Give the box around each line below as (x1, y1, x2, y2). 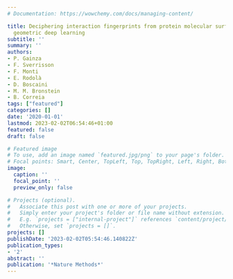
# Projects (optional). (7, 196, 76, 204)
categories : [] (7, 107, 51, 114)
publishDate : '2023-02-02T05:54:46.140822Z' (7, 235, 138, 242)
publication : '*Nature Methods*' (7, 262, 104, 269)
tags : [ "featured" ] (7, 100, 64, 108)
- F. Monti (7, 67, 39, 75)
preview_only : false (13, 184, 73, 191)
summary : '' (7, 42, 42, 49)
